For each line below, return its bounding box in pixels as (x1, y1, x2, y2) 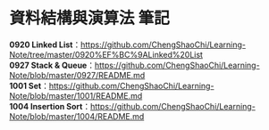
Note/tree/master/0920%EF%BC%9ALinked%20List (9, 49, 204, 60)
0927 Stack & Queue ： (9, 60, 96, 70)
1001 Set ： (9, 80, 49, 91)
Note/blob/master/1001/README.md (9, 90, 143, 101)
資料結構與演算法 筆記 (9, 8, 170, 28)
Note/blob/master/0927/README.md (9, 69, 146, 80)
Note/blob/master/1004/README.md (9, 110, 145, 121)
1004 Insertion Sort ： (9, 101, 91, 111)
